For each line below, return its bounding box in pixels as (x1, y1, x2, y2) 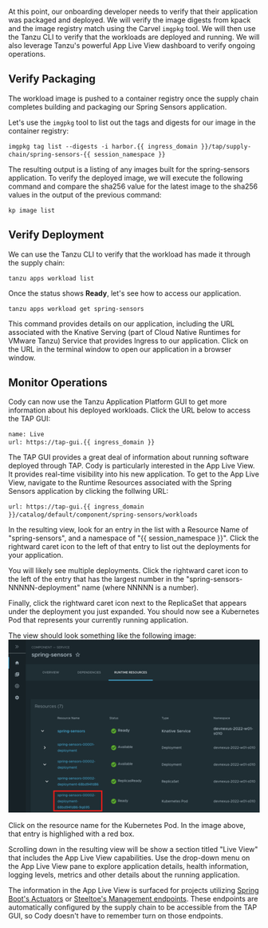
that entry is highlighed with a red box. (8, 829, 135, 838)
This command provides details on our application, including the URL (8, 319, 235, 329)
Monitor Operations (8, 376, 108, 390)
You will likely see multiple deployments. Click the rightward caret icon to (8, 566, 249, 576)
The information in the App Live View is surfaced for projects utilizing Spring (8, 885, 259, 894)
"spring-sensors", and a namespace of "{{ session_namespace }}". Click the (8, 533, 259, 543)
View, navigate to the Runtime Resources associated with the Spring (8, 478, 232, 488)
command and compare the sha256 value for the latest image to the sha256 (8, 181, 258, 191)
